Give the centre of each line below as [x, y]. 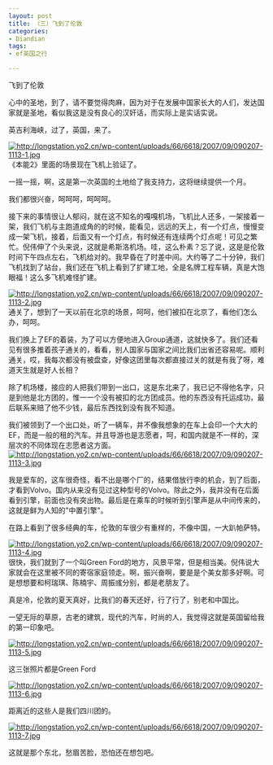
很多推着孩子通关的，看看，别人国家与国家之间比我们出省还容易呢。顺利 [143, 350]
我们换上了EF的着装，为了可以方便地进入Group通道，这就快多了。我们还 [130, 339]
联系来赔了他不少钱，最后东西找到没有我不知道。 [97, 407]
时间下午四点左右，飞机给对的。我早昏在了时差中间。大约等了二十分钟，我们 [136, 257]
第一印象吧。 [37, 627]
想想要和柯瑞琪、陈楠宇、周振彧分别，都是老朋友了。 [104, 582]
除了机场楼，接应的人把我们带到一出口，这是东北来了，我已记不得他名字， [133, 387]
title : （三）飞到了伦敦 [45, 24]
